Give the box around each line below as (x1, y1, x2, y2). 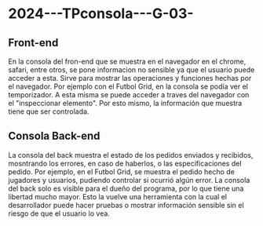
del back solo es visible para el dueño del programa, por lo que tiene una (8, 184, 244, 193)
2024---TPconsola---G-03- (8, 5, 194, 23)
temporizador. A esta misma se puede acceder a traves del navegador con (8, 90, 250, 99)
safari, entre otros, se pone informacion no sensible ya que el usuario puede (8, 65, 255, 75)
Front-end (8, 36, 59, 49)
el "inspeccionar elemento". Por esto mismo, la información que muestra (8, 99, 243, 108)
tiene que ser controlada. (8, 107, 89, 116)
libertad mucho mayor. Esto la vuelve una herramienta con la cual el (8, 191, 228, 201)
